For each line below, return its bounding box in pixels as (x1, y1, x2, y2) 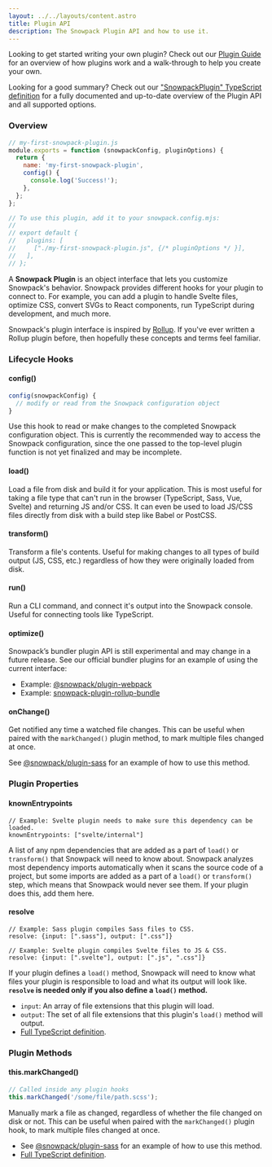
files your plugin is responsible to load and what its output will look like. (8, 976, 248, 986)
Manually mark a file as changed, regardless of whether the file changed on (8, 1108, 263, 1117)
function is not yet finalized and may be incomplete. (8, 447, 182, 457)
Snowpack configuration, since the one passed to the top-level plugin (8, 439, 243, 449)
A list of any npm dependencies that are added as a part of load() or (8, 845, 239, 855)
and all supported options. (8, 99, 97, 110)
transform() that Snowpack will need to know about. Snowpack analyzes (8, 853, 254, 863)
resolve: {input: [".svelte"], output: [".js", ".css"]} (8, 954, 206, 962)
